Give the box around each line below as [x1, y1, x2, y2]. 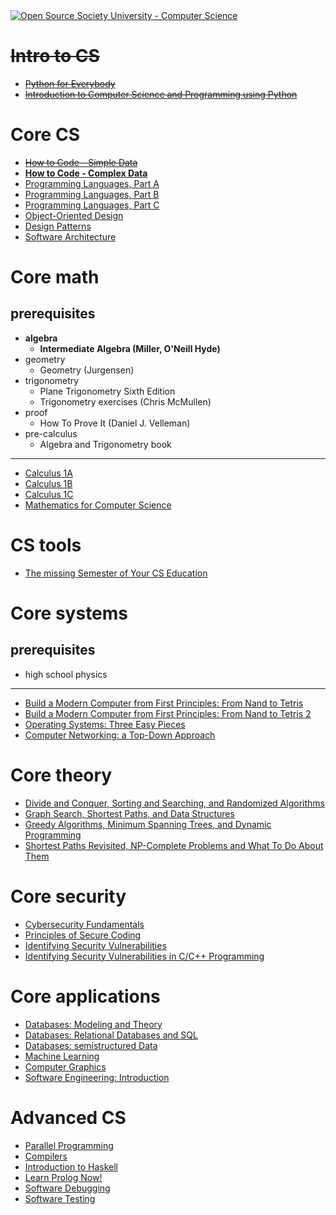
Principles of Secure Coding [24, 929, 142, 941]
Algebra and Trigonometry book [39, 438, 172, 450]
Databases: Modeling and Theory [24, 1018, 163, 1030]
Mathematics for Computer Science [24, 499, 172, 511]
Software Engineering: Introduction [24, 1071, 170, 1083]
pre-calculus [24, 427, 78, 439]
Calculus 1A [24, 467, 73, 479]
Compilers [24, 1150, 68, 1162]
